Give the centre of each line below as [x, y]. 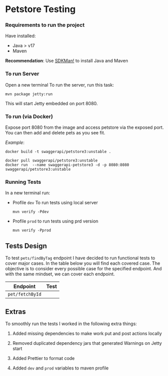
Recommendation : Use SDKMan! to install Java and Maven [67, 61]
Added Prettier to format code [44, 358]
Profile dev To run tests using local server [55, 203]
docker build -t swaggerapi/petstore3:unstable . [58, 152]
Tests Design [26, 246]
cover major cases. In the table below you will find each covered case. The [83, 263]
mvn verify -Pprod [32, 231]
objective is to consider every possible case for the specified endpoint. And [83, 269]
